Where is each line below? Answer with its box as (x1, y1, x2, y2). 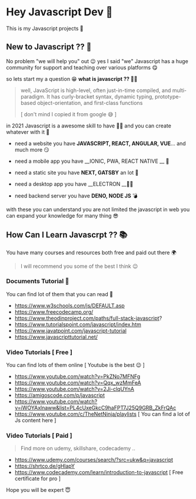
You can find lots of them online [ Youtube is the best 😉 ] (6, 362, 145, 369)
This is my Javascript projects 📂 (6, 25, 84, 32)
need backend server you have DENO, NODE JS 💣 (14, 192, 138, 199)
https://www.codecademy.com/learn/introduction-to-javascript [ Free (14, 469, 184, 476)
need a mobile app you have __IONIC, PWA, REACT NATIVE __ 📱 (14, 157, 170, 165)
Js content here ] (14, 417, 57, 424)
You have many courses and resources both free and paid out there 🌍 (6, 249, 177, 256)
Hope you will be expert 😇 (6, 487, 71, 494)
